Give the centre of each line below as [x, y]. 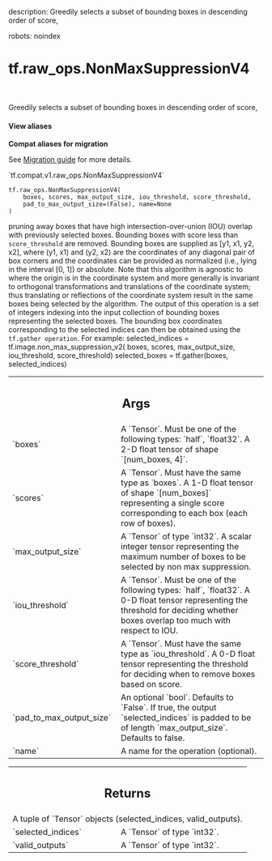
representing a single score [173, 503]
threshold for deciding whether [180, 610]
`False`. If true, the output [169, 707]
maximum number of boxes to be [184, 556]
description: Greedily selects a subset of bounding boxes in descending [128, 12]
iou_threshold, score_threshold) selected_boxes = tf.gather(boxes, [119, 356]
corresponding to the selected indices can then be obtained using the [125, 330]
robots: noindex [34, 36]
